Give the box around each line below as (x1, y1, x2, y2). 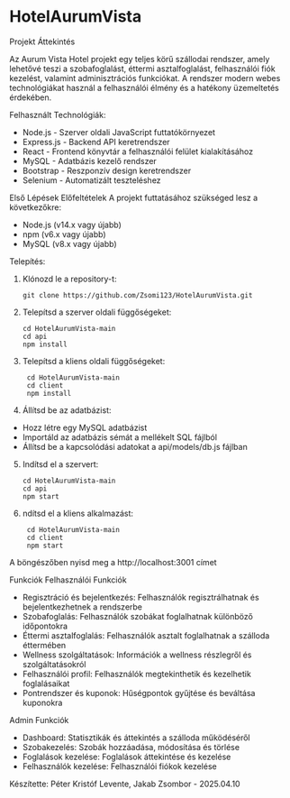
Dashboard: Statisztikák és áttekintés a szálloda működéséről (22, 732, 250, 743)
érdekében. (9, 92, 52, 103)
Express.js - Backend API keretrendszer (22, 136, 170, 147)
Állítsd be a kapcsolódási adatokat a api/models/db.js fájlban (22, 441, 248, 452)
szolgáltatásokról (22, 658, 86, 669)
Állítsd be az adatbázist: (22, 404, 112, 416)
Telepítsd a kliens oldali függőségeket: (22, 355, 166, 366)
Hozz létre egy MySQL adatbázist (22, 422, 148, 433)
